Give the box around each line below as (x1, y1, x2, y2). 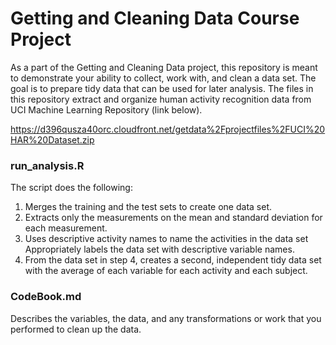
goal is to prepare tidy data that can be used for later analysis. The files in (10, 82, 314, 94)
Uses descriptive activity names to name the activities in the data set (24, 233, 309, 245)
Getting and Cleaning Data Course (10, 7, 300, 30)
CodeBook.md (10, 290, 82, 304)
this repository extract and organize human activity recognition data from (10, 93, 312, 105)
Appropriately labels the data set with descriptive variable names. (24, 243, 295, 256)
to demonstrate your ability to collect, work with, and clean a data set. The (10, 72, 317, 84)
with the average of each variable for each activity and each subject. (24, 265, 308, 277)
